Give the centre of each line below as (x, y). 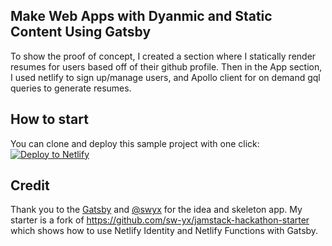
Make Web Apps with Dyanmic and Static (141, 16)
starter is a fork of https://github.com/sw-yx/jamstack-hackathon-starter (160, 220)
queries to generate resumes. (71, 88)
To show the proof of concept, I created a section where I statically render (163, 56)
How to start (49, 119)
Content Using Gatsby (81, 32)
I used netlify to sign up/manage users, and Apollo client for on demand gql (165, 77)
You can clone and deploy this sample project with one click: (135, 143)
